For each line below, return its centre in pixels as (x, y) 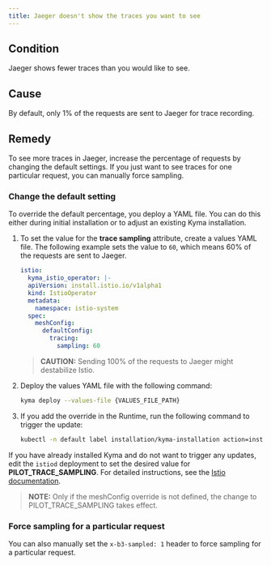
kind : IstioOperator (62, 293)
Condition (34, 49)
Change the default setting (62, 196)
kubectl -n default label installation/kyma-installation (120, 439)
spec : (37, 316)
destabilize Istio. (68, 370)
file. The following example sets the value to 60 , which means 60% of (135, 247)
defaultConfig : (67, 331)
